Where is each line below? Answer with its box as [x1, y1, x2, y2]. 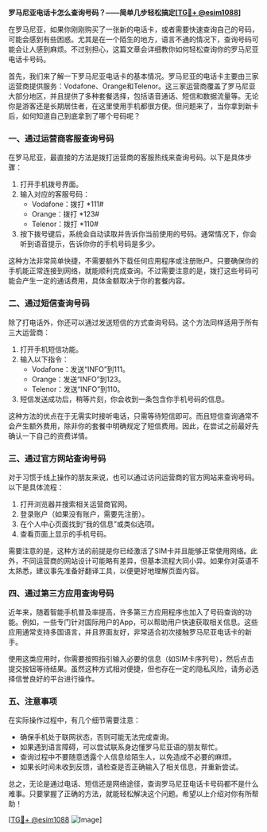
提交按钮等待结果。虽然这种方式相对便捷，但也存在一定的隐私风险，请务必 [8, 664, 252, 674]
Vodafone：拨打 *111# [31, 199, 104, 209]
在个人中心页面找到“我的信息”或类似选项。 [19, 519, 159, 529]
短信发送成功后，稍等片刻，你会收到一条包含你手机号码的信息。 [19, 394, 229, 404]
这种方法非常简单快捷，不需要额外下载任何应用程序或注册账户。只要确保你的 [8, 256, 259, 266]
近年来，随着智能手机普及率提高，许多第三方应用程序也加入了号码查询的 [8, 607, 245, 617]
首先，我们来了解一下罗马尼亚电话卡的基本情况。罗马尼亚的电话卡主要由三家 [8, 72, 259, 80]
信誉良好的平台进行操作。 [14, 674, 99, 684]
